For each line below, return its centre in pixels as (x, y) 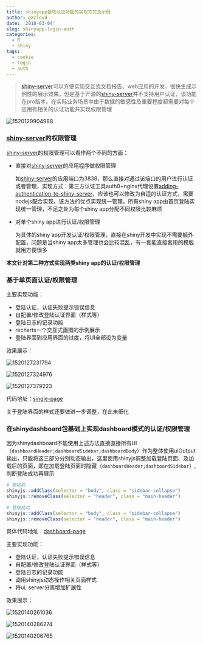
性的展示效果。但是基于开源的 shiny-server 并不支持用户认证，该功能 (112, 94)
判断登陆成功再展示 (30, 474)
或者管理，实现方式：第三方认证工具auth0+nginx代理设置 (87, 186)
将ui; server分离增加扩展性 (48, 587)
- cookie (23, 57)
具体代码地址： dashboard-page (46, 531)
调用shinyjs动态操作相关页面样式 (56, 580)
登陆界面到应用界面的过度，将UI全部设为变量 (71, 337)
